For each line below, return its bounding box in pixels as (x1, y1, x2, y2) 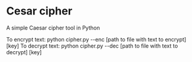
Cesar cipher (6, 4, 72, 18)
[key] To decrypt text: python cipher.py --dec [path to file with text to (6, 42, 178, 49)
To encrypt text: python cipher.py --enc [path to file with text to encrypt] (6, 36, 187, 43)
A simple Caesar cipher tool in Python (6, 24, 100, 31)
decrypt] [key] (6, 48, 42, 55)
